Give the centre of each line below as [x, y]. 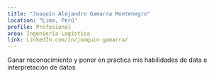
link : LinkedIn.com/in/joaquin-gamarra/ [68, 40]
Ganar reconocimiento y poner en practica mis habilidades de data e [107, 60]
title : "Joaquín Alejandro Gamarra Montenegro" [79, 14]
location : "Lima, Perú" [43, 20]
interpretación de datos [41, 67]
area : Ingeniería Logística [49, 33]
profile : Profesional [39, 27]
